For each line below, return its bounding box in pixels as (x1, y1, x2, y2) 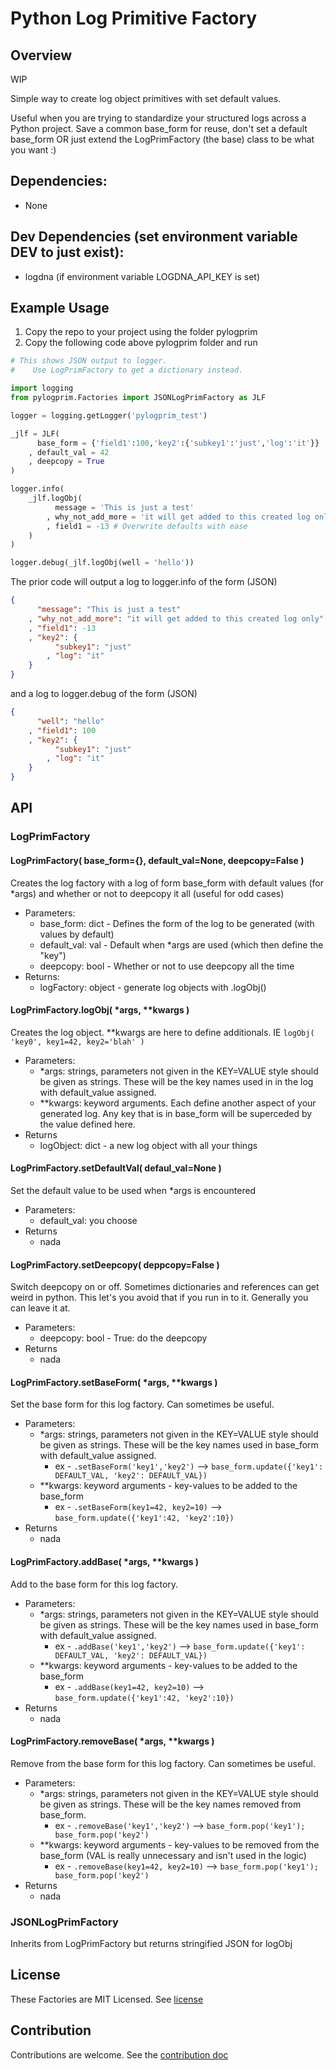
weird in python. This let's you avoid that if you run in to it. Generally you (10, 1292, 309, 1304)
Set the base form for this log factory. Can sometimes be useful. (10, 1398, 275, 1411)
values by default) (39, 928, 115, 940)
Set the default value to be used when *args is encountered (10, 1184, 257, 1196)
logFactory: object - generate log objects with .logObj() (39, 981, 267, 993)
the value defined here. (39, 1118, 136, 1130)
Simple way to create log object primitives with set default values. (10, 93, 282, 104)
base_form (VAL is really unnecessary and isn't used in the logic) (39, 1849, 307, 1861)
